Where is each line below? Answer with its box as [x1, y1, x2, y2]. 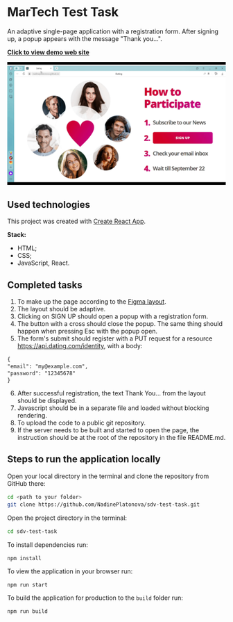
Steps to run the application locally [7, 453, 161, 466]
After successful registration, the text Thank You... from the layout [17, 389, 206, 398]
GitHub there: [7, 479, 46, 487]
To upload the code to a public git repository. [17, 418, 146, 427]
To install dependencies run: [7, 540, 89, 549]
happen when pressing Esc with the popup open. [17, 327, 158, 336]
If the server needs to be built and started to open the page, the [17, 426, 200, 434]
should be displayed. [17, 397, 78, 405]
